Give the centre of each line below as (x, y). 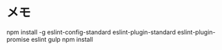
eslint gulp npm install (62, 39)
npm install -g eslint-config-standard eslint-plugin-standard (91, 32)
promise (18, 39)
